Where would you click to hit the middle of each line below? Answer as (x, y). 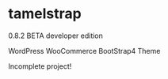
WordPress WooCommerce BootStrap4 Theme (84, 51)
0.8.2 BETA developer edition (55, 36)
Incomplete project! (40, 66)
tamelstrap (45, 14)
